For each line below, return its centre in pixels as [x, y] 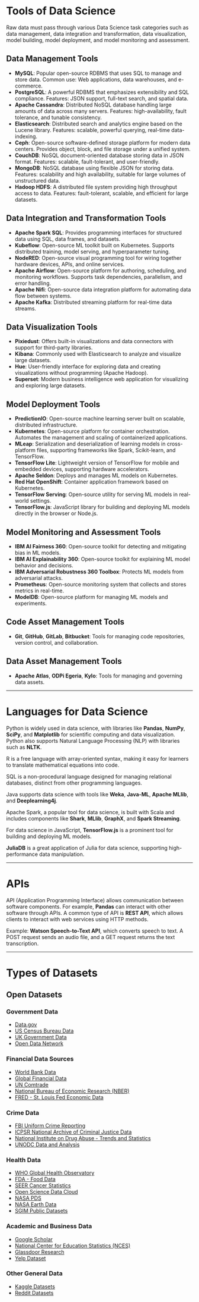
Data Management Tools [52, 59]
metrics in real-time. [39, 591]
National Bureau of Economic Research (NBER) [72, 1091]
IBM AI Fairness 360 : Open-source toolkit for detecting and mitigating [100, 546]
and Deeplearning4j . [32, 801]
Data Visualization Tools [52, 327]
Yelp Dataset [30, 1258]
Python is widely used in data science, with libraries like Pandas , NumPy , [96, 728]
